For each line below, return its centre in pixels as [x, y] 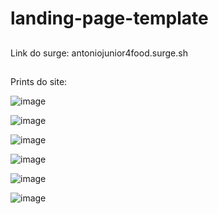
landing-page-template [109, 18]
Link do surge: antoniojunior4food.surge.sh [99, 53]
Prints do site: [39, 81]
